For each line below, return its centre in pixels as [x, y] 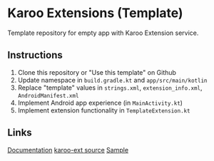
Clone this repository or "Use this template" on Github [97, 72]
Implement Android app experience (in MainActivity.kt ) [100, 103]
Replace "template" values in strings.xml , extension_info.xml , [110, 88]
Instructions [35, 55]
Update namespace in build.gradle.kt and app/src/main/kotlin [112, 80]
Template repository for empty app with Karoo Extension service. [103, 33]
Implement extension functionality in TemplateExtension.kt [104, 110]
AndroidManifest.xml [48, 95]
